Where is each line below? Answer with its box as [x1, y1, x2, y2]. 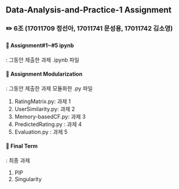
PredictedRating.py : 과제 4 [14, 120, 82, 127]
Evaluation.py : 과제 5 [14, 128, 68, 135]
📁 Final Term [5, 143, 38, 150]
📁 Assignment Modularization [5, 70, 83, 78]
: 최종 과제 [5, 157, 30, 164]
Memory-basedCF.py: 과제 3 [14, 113, 86, 120]
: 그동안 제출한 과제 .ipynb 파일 [5, 56, 80, 63]
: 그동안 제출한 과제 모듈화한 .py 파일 [5, 85, 93, 92]
